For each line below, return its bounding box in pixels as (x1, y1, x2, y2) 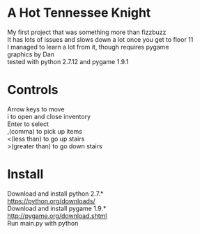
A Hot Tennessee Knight (7, 5, 151, 21)
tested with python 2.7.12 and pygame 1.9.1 (7, 57, 129, 65)
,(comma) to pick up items (7, 127, 82, 135)
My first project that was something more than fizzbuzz (7, 28, 167, 36)
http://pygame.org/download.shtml (7, 211, 107, 220)
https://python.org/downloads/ (7, 196, 95, 205)
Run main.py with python (7, 219, 79, 227)
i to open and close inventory (7, 112, 91, 120)
